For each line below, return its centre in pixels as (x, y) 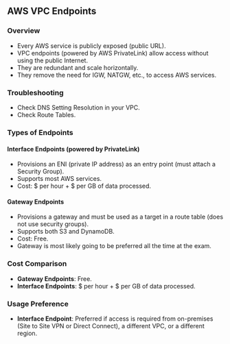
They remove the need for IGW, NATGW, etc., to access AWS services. (117, 75)
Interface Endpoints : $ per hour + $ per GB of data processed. (106, 286)
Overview (24, 31)
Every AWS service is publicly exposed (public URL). (91, 46)
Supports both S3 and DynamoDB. (66, 232)
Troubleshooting (35, 93)
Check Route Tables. (46, 114)
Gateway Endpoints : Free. (55, 279)
